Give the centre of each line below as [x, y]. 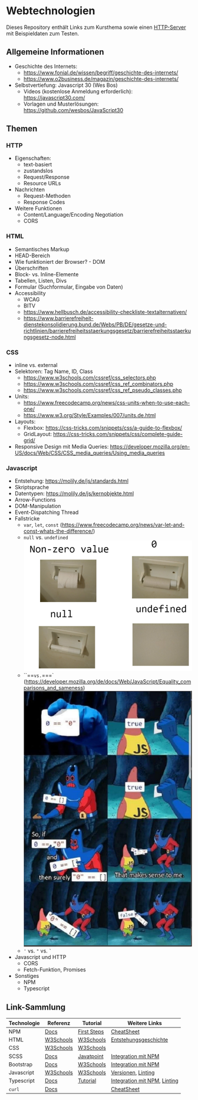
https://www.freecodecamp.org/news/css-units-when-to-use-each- [107, 403]
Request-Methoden [47, 196]
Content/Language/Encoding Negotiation [73, 215]
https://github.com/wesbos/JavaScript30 [73, 110]
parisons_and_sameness [53, 687]
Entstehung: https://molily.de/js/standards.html [71, 481]
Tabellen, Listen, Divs [40, 280]
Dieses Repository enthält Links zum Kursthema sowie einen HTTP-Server [96, 27]
